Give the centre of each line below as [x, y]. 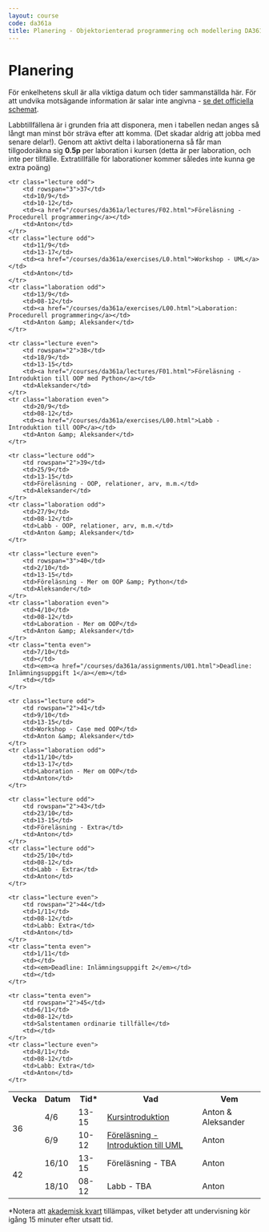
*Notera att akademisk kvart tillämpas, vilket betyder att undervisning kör [129, 1211]
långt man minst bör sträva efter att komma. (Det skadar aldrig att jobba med [134, 134]
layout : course [34, 16]
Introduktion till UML [145, 1145]
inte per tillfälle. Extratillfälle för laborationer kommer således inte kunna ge [132, 159]
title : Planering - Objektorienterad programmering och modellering [125, 30]
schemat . [24, 110]
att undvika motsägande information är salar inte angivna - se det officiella [131, 101]
